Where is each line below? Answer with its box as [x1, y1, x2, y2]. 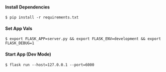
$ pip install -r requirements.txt [5, 15, 79, 20]
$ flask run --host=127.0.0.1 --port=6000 [5, 62, 94, 67]
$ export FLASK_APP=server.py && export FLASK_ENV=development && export [5, 36, 162, 42]
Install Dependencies [5, 4, 50, 10]
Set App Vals [5, 25, 32, 31]
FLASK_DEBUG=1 [5, 41, 35, 46]
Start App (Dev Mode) [5, 51, 51, 57]
